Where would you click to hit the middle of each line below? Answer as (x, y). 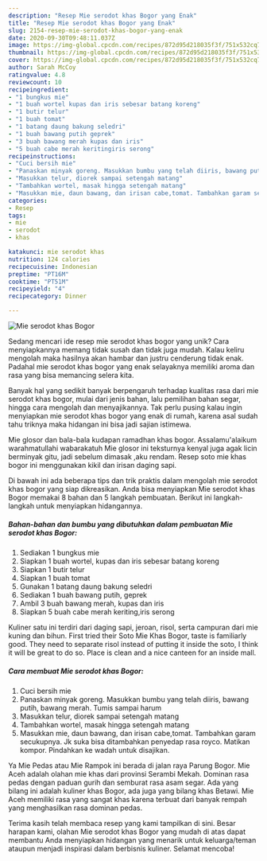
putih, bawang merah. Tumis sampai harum (90, 707)
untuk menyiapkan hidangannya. (89, 506)
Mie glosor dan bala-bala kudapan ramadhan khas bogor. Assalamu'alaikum (133, 440)
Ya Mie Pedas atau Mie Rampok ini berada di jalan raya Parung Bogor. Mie (129, 766)
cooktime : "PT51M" (39, 282)
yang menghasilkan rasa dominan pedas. (75, 808)
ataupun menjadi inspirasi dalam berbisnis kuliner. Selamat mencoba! (122, 848)
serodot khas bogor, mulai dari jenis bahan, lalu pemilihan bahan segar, (124, 399)
